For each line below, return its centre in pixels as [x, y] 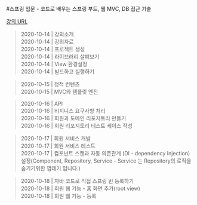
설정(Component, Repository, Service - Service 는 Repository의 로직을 [106, 161]
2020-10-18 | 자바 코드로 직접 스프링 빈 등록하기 [77, 181]
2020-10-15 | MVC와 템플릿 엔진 [59, 92]
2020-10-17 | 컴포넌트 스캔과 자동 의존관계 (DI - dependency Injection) [105, 153]
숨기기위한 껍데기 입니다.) [50, 168]
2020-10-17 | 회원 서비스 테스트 [58, 146]
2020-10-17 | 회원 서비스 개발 [56, 138]
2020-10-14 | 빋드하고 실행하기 [58, 71]
